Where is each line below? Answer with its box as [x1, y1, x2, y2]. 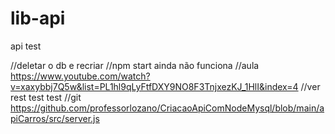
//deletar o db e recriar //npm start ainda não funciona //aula [10, 59, 260, 71]
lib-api [10, 7, 66, 30]
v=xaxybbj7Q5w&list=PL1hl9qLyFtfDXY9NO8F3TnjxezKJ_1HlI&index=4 [10, 80, 299, 92]
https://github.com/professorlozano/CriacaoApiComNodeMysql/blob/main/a [10, 102, 325, 114]
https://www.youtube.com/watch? [10, 70, 151, 82]
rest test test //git [10, 91, 82, 103]
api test [10, 40, 42, 52]
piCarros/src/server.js [10, 112, 100, 124]
